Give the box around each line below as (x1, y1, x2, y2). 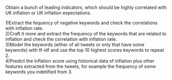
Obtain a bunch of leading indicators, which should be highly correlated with (5, 5, 167, 10)
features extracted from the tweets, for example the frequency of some (5, 64, 156, 69)
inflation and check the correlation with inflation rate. (5, 36, 117, 42)
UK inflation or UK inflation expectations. (5, 10, 91, 16)
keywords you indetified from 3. (5, 69, 73, 75)
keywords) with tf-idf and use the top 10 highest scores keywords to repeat (5, 47, 164, 53)
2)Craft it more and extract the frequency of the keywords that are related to (5, 31, 167, 36)
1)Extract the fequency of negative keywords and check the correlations (5, 20, 158, 26)
